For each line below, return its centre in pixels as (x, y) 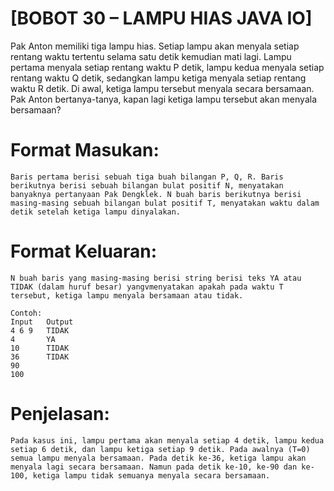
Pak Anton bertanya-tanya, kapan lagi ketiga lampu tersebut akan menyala (164, 99)
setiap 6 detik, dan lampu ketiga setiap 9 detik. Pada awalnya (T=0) (160, 449)
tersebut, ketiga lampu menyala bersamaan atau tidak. (127, 295)
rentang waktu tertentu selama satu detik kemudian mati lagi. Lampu (151, 56)
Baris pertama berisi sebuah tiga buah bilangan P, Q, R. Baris (147, 177)
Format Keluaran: (84, 251)
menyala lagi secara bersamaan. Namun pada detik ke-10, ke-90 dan (154, 467)
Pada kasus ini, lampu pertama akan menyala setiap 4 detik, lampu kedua (167, 440)
